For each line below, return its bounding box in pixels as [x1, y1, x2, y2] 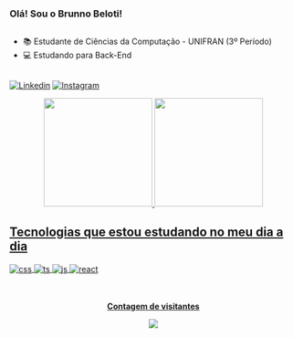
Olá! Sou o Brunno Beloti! [9, 7, 123, 20]
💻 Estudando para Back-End [22, 49, 132, 61]
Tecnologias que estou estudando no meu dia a [9, 225, 284, 240]
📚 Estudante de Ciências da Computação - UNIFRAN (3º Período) [22, 36, 272, 48]
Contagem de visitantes [107, 301, 200, 312]
